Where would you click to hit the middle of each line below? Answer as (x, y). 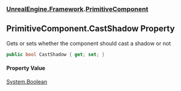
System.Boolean (27, 81)
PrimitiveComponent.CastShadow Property (90, 29)
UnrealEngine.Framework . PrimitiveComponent (77, 9)
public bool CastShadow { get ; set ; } (55, 54)
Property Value (26, 68)
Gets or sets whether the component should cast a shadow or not (89, 43)
